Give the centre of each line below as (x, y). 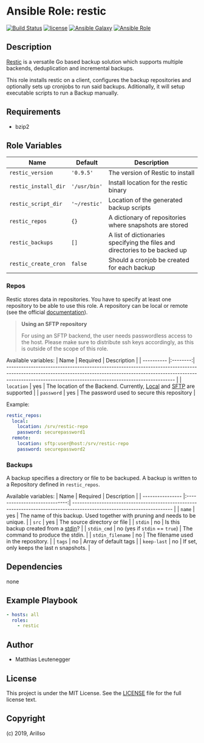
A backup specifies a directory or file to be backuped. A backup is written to (102, 478)
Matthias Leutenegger (43, 659)
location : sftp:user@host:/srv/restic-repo (73, 444)
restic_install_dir (37, 187)
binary (117, 191)
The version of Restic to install (151, 173)
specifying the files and (142, 243)
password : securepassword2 (51, 449)
